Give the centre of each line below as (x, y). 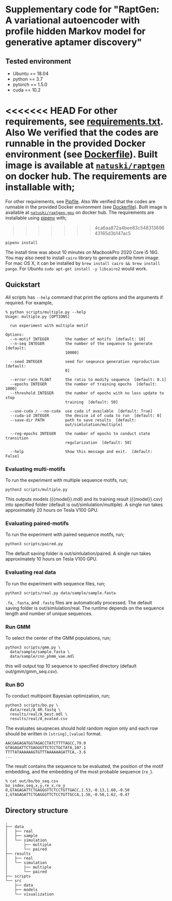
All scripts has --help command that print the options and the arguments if (84, 297)
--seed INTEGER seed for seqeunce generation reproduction (85, 362)
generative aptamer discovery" (74, 42)
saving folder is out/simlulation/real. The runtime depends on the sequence (85, 608)
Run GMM (18, 627)
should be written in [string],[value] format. (54, 734)
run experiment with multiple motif (49, 326)
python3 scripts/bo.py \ (32, 706)
